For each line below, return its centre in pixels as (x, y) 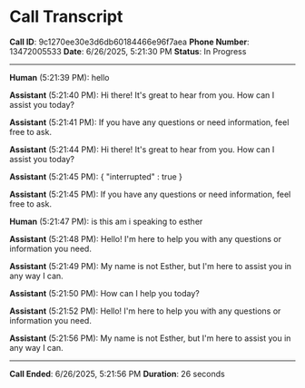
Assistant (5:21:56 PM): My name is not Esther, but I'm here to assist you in (150, 338)
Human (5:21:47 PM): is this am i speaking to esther (106, 221)
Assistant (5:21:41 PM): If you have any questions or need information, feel (149, 122)
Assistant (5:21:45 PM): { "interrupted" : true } (96, 176)
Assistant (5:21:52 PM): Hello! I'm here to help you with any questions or (145, 311)
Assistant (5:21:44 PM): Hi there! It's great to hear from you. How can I (142, 149)
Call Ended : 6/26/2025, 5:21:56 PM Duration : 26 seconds (117, 373)
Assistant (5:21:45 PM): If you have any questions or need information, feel (150, 194)
